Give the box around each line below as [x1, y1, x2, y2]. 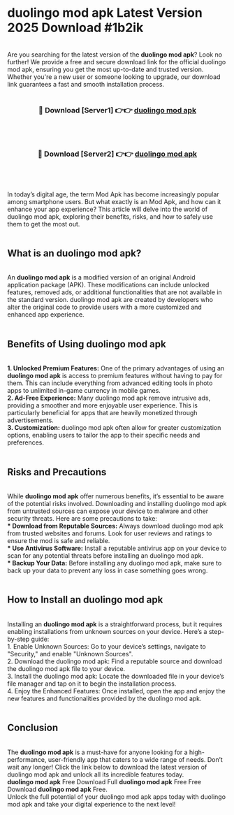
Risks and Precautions [7, 466, 107, 478]
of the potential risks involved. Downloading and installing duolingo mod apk [7, 499, 227, 507]
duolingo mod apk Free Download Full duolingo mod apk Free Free [7, 777, 201, 786]
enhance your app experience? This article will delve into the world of [7, 205, 208, 213]
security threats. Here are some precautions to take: [7, 514, 157, 522]
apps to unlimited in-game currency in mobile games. [7, 387, 161, 395]
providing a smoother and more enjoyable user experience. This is [7, 401, 198, 410]
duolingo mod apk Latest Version [7, 5, 203, 21]
